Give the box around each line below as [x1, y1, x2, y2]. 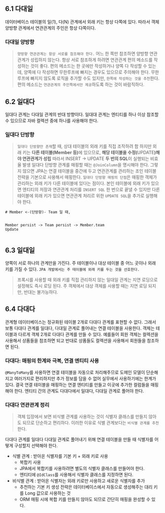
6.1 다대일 [5, 4, 33, 13]
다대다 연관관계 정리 [5, 402, 50, 409]
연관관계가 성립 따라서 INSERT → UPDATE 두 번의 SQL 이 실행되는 [22, 156, 149, 162]
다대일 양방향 [5, 39, 34, 45]
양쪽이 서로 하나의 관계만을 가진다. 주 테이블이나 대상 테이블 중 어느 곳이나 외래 [5, 260, 156, 266]
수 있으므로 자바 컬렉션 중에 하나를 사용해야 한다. [5, 118, 99, 124]
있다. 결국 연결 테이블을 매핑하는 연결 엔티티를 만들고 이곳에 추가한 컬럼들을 [5, 382, 150, 388]
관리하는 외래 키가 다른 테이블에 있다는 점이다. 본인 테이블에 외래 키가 [17, 180, 150, 186]
